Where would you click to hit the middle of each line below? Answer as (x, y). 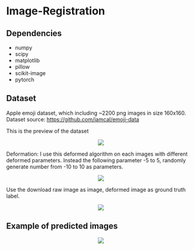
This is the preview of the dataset (47, 131)
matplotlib (27, 60)
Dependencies (34, 33)
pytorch (25, 80)
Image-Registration (56, 11)
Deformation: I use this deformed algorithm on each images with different (97, 154)
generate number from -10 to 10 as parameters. (65, 166)
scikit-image (30, 73)
